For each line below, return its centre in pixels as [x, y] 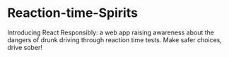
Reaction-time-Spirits [72, 13]
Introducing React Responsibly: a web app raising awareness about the [111, 32]
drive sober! [25, 47]
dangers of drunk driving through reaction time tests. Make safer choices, [115, 39]
